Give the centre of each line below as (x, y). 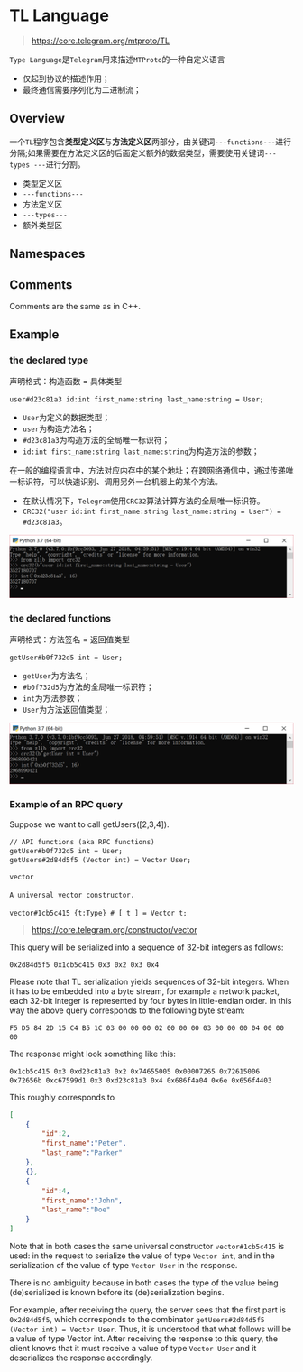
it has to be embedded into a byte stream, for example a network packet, (144, 991)
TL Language (60, 16)
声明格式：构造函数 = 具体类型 (66, 381)
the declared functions (60, 619)
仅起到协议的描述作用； (66, 78)
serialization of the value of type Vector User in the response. (124, 1266)
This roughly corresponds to (62, 1097)
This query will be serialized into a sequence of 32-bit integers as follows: (147, 947)
